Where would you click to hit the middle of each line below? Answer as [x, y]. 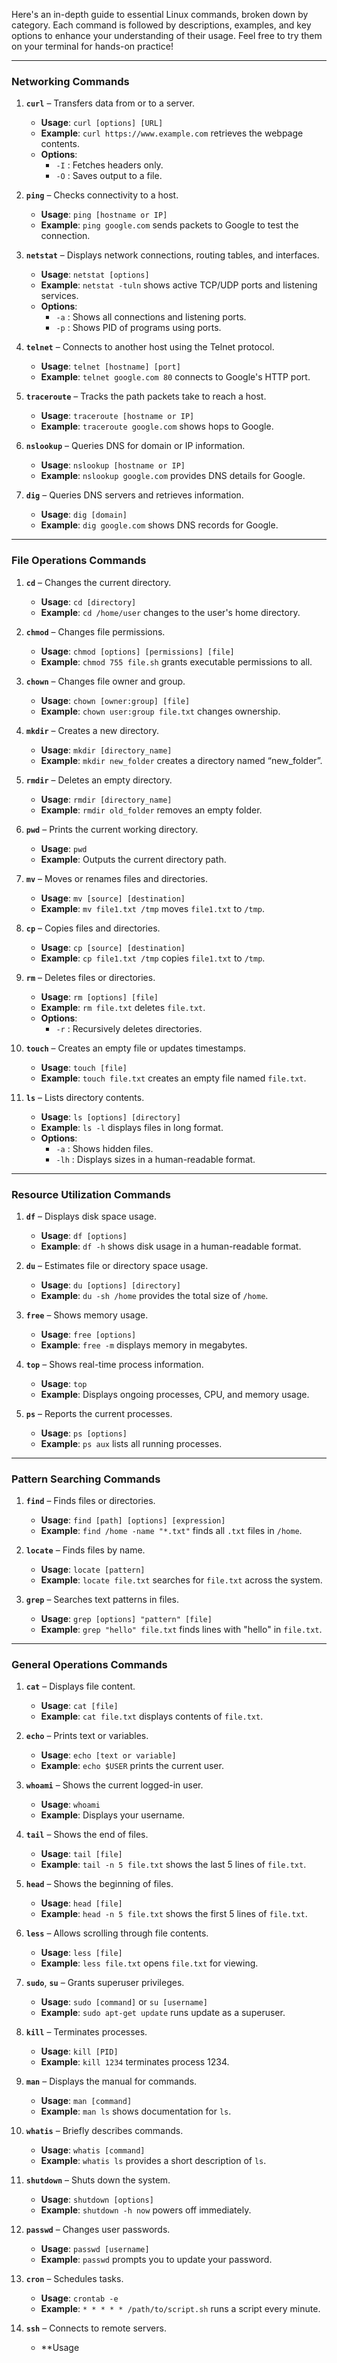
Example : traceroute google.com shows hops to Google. [157, 426]
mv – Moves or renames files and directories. [117, 878]
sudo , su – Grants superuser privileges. [105, 1983]
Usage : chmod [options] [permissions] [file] [137, 651]
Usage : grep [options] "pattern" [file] [126, 1619]
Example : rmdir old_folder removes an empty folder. [151, 810]
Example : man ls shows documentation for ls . [136, 2111]
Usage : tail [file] [81, 1854]
